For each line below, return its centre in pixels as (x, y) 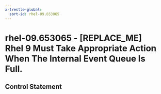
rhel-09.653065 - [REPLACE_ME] (73, 38)
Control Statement (33, 87)
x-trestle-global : (24, 9)
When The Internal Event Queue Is (75, 58)
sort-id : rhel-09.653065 (34, 14)
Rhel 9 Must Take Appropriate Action (81, 48)
